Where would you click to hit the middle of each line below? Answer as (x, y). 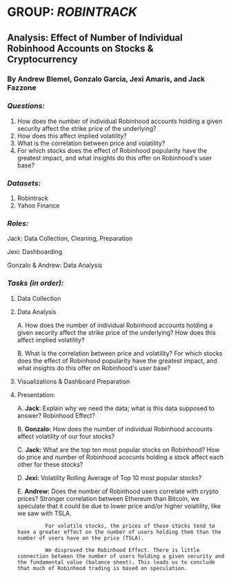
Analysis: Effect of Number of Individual (95, 38)
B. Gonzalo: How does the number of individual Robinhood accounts (115, 429)
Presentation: (36, 394)
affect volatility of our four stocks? (66, 436)
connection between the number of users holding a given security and (121, 556)
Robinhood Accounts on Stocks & (80, 48)
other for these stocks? (50, 464)
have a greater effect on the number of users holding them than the (119, 532)
